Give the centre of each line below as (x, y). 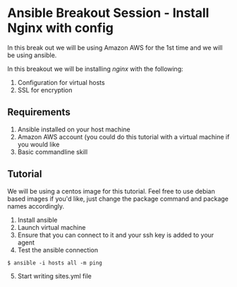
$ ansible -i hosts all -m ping (55, 263)
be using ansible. (32, 55)
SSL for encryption (45, 90)
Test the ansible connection (58, 250)
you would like (38, 144)
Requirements (39, 112)
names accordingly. (36, 206)
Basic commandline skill (53, 152)
